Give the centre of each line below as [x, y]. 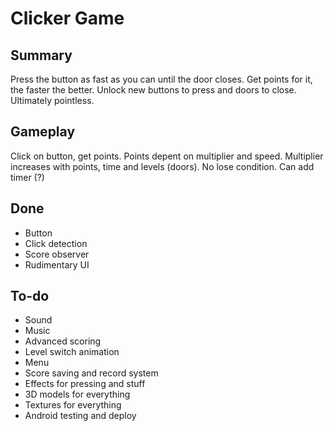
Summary [41, 55]
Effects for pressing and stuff [85, 384]
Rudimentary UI [57, 264]
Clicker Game [67, 18]
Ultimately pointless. [52, 100]
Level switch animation [72, 352]
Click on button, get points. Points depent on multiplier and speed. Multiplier [167, 156]
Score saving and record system [91, 373]
